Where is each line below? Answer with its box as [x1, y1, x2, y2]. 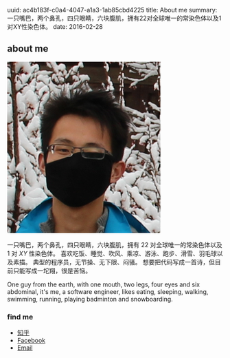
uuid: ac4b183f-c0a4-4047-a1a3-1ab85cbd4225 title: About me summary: [7, 6, 218, 14]
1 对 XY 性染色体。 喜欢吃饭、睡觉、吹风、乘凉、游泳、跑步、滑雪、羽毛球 [7, 249, 218, 257]
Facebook [16, 337, 46, 345]
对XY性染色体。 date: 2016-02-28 [7, 23, 103, 30]
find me [7, 312, 34, 322]
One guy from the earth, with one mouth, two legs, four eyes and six [7, 280, 200, 288]
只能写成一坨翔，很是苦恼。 [12, 266, 91, 275]
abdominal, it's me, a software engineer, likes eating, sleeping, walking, [7, 287, 209, 295]
